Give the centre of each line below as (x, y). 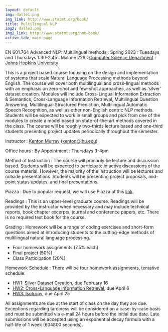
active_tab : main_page (29, 38)
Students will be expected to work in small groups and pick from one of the (83, 115)
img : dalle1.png (22, 15)
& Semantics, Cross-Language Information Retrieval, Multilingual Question (82, 99)
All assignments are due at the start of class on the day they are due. (76, 303)
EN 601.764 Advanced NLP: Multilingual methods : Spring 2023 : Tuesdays (82, 52)
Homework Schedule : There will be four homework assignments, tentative (82, 268)
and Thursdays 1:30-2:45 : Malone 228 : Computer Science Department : (81, 57)
